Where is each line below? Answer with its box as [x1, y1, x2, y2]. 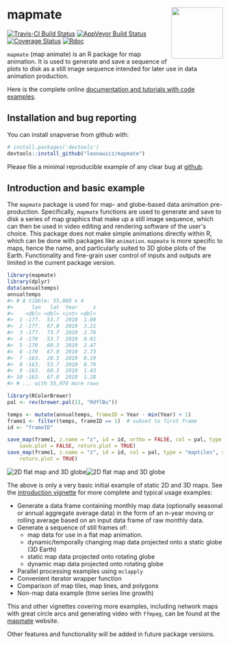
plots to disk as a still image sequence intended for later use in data [7, 64, 197, 73]
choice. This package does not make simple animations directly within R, [7, 229, 212, 238]
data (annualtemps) [7, 285, 60, 292]
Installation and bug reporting [7, 112, 137, 124]
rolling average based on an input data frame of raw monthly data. [16, 516, 204, 524]
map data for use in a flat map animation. [27, 531, 143, 539]
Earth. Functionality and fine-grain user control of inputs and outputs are [7, 251, 212, 260]
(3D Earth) [27, 545, 57, 553]
